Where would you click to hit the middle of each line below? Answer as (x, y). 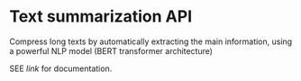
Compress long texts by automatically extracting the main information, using (151, 41)
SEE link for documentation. (61, 68)
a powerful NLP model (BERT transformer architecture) (111, 50)
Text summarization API (101, 17)
